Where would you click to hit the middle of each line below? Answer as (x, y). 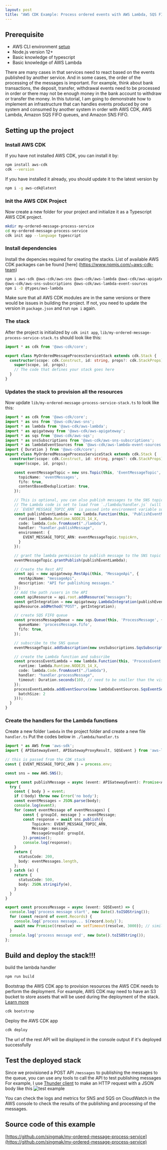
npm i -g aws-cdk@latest (31, 188)
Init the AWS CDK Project (36, 201)
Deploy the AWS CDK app (32, 1021)
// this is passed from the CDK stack (45, 760)
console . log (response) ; (47, 843)
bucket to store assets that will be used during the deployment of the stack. (83, 997)
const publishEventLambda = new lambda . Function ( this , (72, 514)
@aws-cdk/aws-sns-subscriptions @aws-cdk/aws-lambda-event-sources (77, 284)
